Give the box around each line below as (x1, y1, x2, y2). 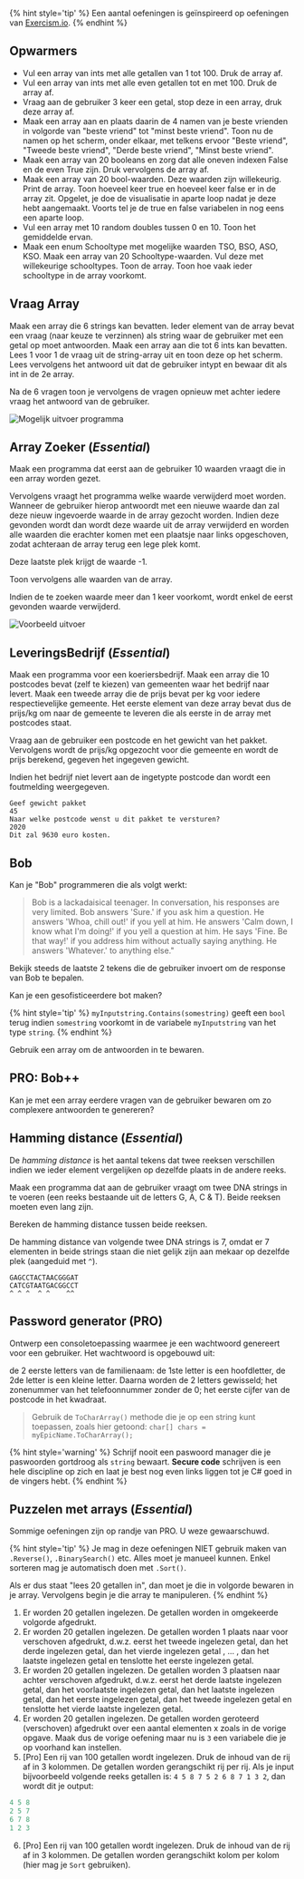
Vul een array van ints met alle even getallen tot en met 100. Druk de (22, 77, 278, 88)
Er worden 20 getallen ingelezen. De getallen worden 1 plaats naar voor (22, 1627, 289, 1638)
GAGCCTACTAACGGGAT (9, 1273, 79, 1282)
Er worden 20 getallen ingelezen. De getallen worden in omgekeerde (22, 1607, 279, 1618)
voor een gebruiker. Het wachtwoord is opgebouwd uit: (9, 1347, 215, 1358)
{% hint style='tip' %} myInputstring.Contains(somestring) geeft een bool (9, 1008, 287, 1018)
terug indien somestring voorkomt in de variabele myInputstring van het (9, 1017, 277, 1028)
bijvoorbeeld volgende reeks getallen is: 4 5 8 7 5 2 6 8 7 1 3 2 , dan (22, 1771, 286, 1782)
